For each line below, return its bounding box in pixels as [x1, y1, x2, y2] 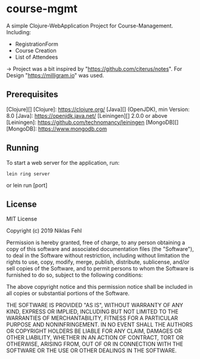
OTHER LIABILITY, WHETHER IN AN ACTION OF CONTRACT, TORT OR [6, 334, 184, 341]
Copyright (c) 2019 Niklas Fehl [6, 227, 82, 234]
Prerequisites [6, 89, 58, 100]
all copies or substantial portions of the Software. [6, 289, 129, 297]
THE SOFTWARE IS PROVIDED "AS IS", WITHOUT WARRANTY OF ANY [6, 302, 184, 309]
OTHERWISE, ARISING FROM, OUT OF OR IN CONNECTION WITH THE [6, 341, 184, 348]
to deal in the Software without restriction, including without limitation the [6, 252, 190, 259]
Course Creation [15, 46, 57, 54]
